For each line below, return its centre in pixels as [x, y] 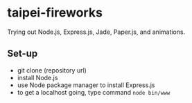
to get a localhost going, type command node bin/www [94, 92]
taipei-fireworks [55, 13]
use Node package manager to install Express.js [86, 85]
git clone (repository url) [52, 70]
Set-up [23, 54]
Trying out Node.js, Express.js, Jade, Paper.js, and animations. [96, 32]
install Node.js [37, 77]
